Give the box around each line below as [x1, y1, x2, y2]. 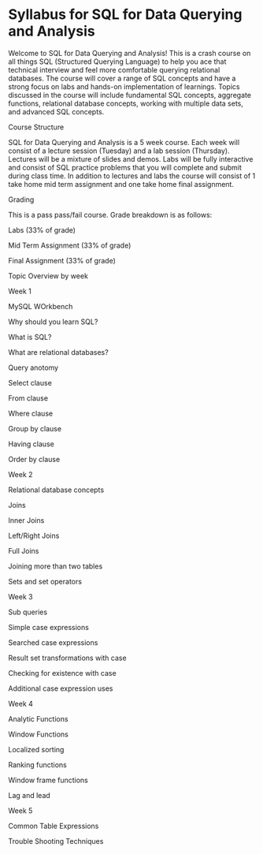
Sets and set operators [8, 576, 83, 586]
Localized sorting [8, 744, 65, 754]
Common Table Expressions [8, 821, 99, 830]
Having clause [8, 439, 55, 449]
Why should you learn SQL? [8, 317, 98, 326]
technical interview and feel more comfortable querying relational [8, 65, 220, 74]
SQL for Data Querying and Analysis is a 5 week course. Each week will [8, 137, 240, 147]
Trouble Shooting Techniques [8, 836, 104, 845]
